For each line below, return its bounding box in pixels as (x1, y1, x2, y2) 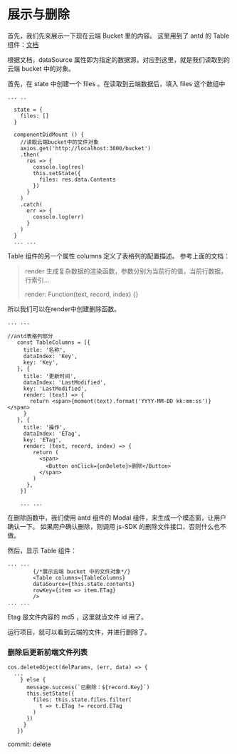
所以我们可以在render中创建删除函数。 (7, 304, 121, 313)
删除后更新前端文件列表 (7, 647, 88, 657)
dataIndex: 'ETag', (23, 430, 81, 437)
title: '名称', (23, 346, 66, 353)
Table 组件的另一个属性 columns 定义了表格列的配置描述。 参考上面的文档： (7, 251, 230, 260)
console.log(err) (33, 213, 84, 221)
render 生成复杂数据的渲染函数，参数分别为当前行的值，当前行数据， (24, 266, 228, 275)
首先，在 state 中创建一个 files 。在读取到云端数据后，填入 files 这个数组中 (7, 79, 226, 88)
